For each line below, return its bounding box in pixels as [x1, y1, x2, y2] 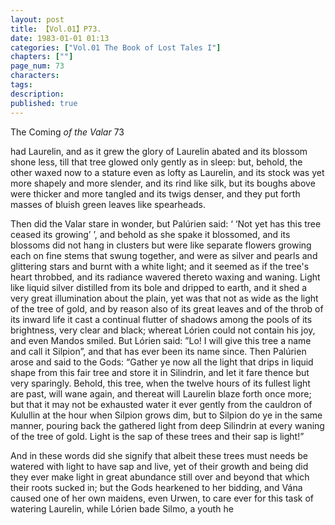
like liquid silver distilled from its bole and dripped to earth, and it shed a [10, 281, 308, 293]
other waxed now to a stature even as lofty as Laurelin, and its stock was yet [10, 166, 325, 178]
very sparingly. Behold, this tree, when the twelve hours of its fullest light [10, 377, 311, 389]
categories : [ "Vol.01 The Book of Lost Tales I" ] [10, 42, 222, 53]
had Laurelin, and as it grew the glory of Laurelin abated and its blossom [10, 145, 308, 157]
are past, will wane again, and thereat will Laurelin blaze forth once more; [10, 387, 312, 400]
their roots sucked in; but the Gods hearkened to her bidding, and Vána [10, 481, 303, 493]
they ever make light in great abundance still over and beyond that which [10, 471, 310, 483]
